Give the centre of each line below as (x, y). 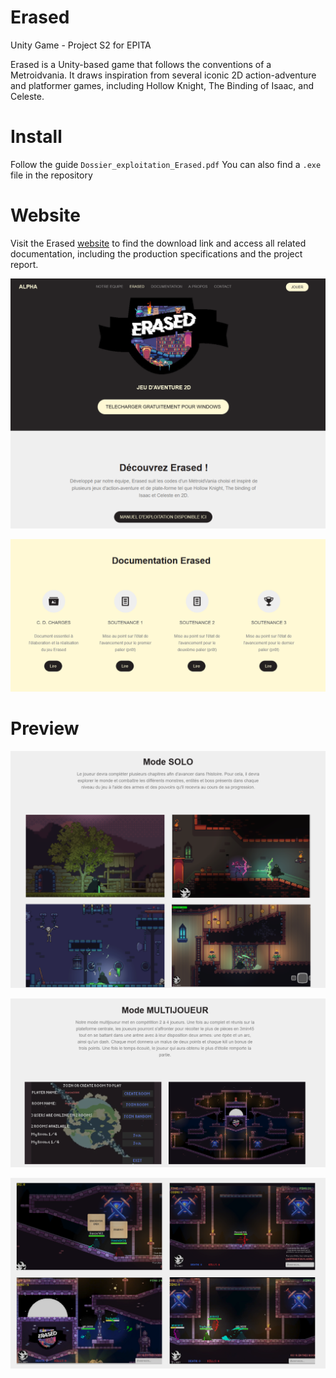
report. (24, 264)
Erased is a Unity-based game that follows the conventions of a (141, 64)
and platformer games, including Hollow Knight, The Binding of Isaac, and (162, 85)
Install (36, 137)
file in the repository (51, 175)
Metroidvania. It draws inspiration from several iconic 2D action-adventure (163, 75)
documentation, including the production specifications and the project (156, 253)
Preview (45, 728)
